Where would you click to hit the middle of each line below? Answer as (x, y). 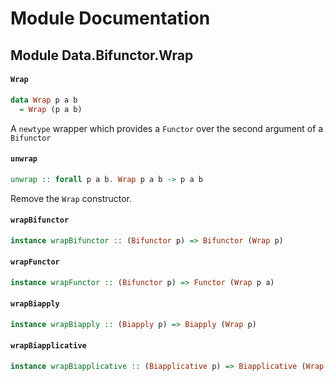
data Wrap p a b (44, 100)
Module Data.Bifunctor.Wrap (102, 55)
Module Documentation (110, 18)
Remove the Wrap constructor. (71, 198)
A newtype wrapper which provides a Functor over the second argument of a (167, 128)
